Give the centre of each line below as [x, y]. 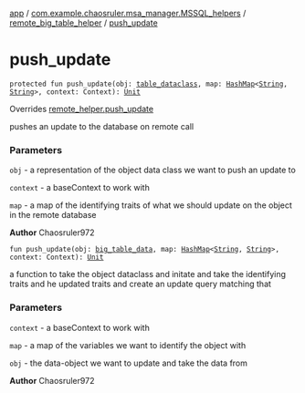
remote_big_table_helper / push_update [84, 23]
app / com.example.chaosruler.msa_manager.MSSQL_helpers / [128, 13]
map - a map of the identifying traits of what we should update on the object [151, 205]
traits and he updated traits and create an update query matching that [141, 284]
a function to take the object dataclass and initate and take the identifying [147, 274]
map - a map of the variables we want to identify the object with [128, 345]
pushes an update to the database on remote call [102, 126]
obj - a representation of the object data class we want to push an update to [153, 170]
